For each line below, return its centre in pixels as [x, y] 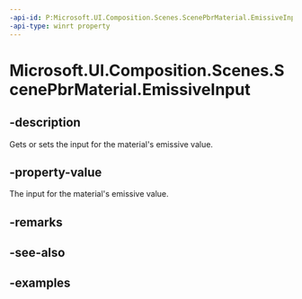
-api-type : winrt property [60, 26]
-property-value [56, 172]
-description [45, 123]
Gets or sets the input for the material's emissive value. [111, 144]
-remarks [36, 222]
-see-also [37, 253]
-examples [40, 283]
